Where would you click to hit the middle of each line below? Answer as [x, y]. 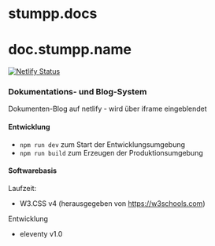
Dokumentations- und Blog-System [78, 92]
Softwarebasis [33, 171]
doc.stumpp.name [70, 50]
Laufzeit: [22, 188]
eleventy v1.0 [41, 233]
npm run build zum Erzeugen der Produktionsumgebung [111, 152]
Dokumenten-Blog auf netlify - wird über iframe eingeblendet [107, 109]
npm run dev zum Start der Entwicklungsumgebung [102, 144]
